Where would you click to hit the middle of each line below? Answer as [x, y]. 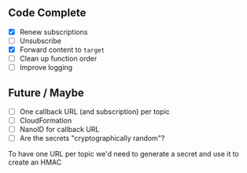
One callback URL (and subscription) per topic [95, 111]
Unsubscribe [40, 40]
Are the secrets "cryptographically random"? [92, 138]
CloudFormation [46, 120]
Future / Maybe [46, 92]
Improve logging [46, 68]
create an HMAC [35, 162]
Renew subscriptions [53, 31]
